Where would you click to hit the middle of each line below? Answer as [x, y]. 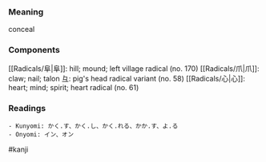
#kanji [18, 149]
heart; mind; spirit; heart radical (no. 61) [74, 87]
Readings [27, 108]
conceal [22, 30]
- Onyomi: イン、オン [41, 134]
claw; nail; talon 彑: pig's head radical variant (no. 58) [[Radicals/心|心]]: [127, 78]
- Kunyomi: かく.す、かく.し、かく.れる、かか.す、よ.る [93, 126]
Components [34, 50]
